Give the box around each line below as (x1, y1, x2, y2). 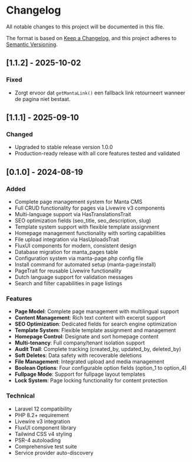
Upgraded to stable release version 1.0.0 (14, 144, 113, 151)
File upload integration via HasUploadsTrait (14, 236, 120, 243)
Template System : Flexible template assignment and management (14, 327, 176, 334)
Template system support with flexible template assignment (14, 223, 160, 230)
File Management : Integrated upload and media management (14, 358, 165, 365)
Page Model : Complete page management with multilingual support (14, 308, 180, 315)
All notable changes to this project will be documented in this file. (6, 23, 165, 30)
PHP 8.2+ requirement (14, 411, 69, 418)
